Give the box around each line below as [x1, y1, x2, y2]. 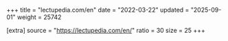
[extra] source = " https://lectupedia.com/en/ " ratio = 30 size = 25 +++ [6, 27, 205, 34]
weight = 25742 [16, 13, 62, 21]
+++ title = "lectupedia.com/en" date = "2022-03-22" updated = [6, 6, 190, 14]
